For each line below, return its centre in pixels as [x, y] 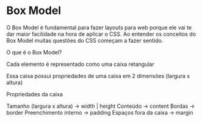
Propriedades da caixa [34, 94]
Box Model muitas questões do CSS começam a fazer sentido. [85, 40]
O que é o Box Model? [34, 52]
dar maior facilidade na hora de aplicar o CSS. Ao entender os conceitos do [101, 34]
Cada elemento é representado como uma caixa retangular [80, 64]
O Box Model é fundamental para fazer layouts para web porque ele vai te [99, 27]
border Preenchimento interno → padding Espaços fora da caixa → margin [100, 112]
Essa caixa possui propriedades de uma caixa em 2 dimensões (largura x [98, 76]
